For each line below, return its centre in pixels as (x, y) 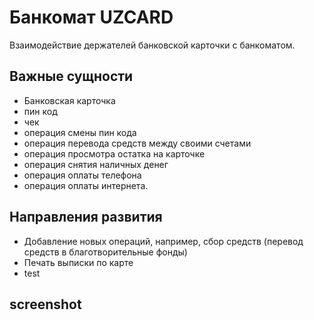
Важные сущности (71, 76)
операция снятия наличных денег (96, 164)
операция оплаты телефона (82, 175)
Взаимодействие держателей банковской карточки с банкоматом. (152, 45)
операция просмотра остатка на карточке (114, 153)
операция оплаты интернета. (86, 185)
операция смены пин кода (80, 132)
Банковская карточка (69, 100)
